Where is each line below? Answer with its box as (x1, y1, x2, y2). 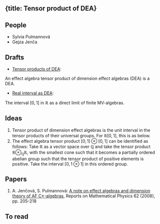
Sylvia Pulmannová (12, 34, 50, 40)
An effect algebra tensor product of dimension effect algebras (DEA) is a (5, 75, 150, 81)
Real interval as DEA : (12, 90, 54, 96)
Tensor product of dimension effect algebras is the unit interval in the (12, 127, 150, 133)
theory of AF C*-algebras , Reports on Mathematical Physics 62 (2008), (12, 193, 155, 199)
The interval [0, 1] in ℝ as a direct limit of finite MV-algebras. (5, 100, 125, 106)
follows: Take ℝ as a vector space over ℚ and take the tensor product (12, 144, 151, 149)
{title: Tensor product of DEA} (5, 4, 97, 13)
